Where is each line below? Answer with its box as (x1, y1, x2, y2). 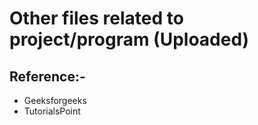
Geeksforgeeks (23, 95, 87, 106)
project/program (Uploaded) (9, 28, 250, 51)
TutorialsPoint (23, 105, 81, 117)
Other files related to (9, 7, 184, 30)
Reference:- (9, 68, 86, 85)
